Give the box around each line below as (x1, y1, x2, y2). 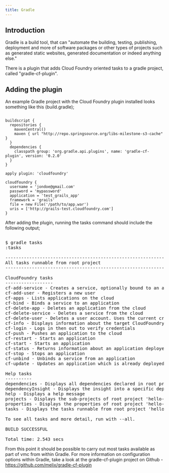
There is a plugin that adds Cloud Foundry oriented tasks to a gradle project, (5, 65, 163, 71)
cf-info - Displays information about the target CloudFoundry (5, 321, 164, 326)
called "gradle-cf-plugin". (5, 71, 58, 77)
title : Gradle (5, 7, 35, 13)
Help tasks (5, 371, 32, 377)
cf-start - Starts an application (5, 341, 91, 346)
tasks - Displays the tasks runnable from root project (5, 406, 146, 412)
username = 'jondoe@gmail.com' (10, 185, 75, 190)
